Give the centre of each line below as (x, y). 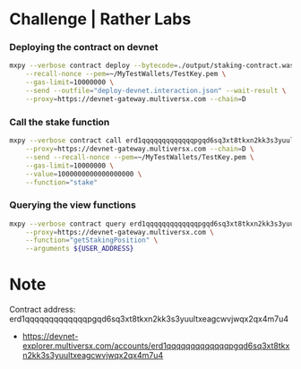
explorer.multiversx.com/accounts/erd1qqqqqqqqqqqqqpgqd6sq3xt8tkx (156, 346)
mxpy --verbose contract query (68, 224)
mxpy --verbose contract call (66, 141)
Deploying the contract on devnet (84, 47)
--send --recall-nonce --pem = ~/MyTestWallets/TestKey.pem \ (140, 157)
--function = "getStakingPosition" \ (92, 240)
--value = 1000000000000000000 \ (84, 174)
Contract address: (43, 310)
